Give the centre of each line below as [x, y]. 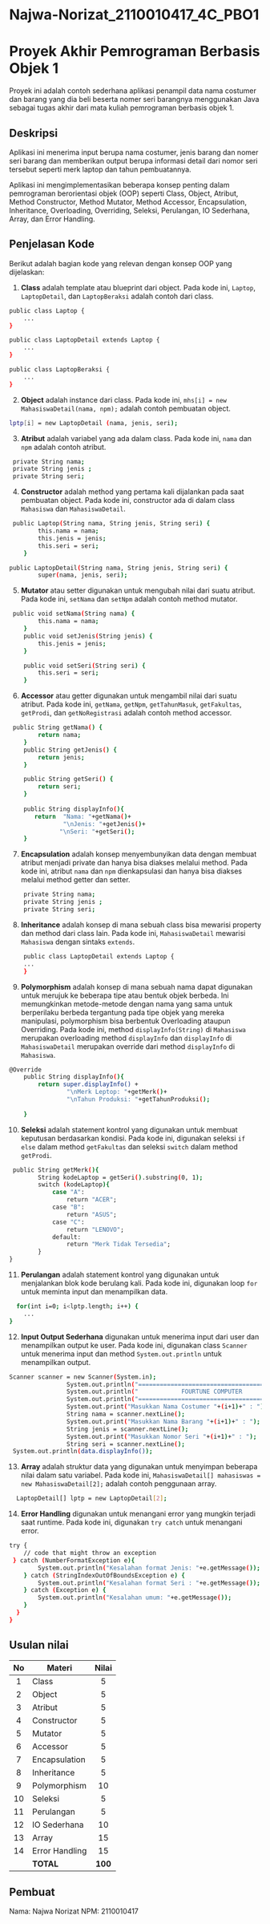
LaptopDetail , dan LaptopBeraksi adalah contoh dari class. [117, 296]
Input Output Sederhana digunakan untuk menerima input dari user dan [140, 1336]
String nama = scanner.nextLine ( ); [125, 1414]
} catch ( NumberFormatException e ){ [74, 1560]
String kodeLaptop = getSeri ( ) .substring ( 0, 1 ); [121, 1177]
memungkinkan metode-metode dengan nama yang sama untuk [127, 1003]
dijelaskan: [27, 272]
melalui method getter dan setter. [75, 880]
